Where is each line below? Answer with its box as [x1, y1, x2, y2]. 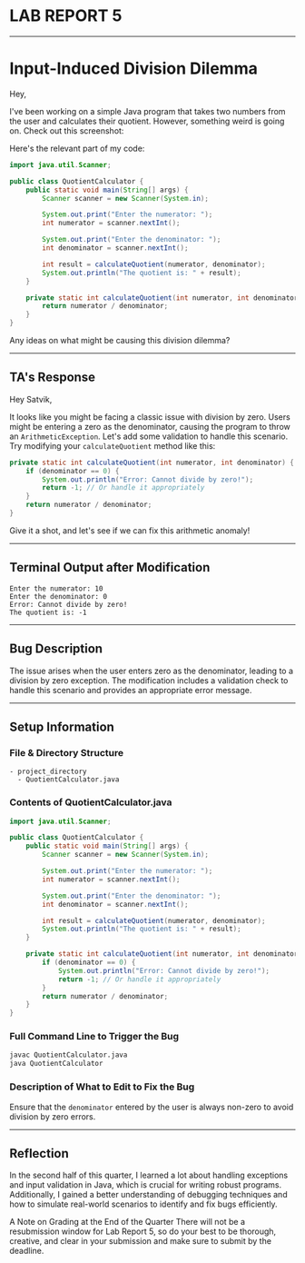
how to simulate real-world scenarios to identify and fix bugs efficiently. [9, 1198, 279, 1209]
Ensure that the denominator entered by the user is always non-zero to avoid [9, 1101, 294, 1112]
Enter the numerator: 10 [9, 583, 103, 593]
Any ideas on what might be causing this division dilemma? [9, 335, 231, 345]
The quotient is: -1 [9, 608, 88, 617]
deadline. [9, 1246, 44, 1257]
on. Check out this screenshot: [9, 124, 124, 136]
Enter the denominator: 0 [9, 592, 107, 601]
